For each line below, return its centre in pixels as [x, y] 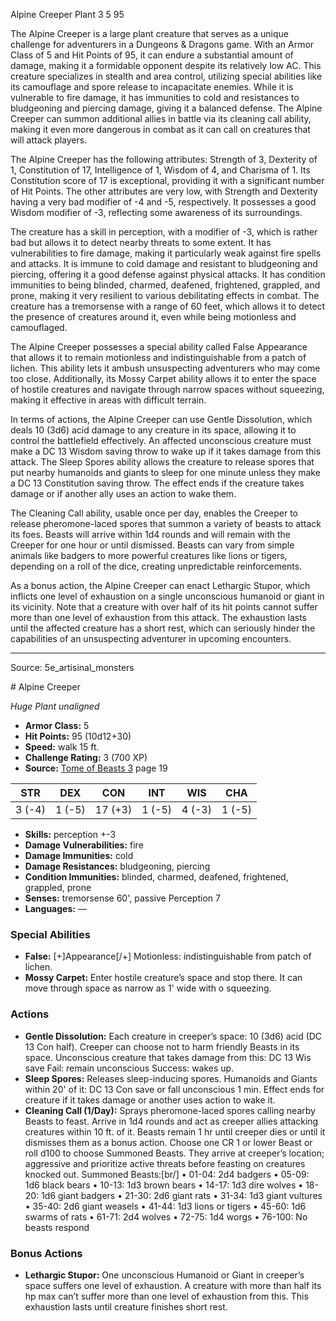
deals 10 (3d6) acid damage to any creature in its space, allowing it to [153, 430]
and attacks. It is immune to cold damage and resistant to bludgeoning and [164, 263]
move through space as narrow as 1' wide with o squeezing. [148, 988]
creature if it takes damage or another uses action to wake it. [150, 1100]
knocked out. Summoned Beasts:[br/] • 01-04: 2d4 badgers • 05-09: [167, 1174]
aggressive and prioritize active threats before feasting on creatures [165, 1163]
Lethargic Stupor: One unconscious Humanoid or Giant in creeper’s [164, 1275]
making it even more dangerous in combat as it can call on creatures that [160, 129]
